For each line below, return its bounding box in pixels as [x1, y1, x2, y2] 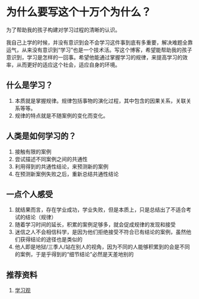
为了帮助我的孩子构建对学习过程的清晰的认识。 [6, 26, 120, 33]
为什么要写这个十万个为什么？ [6, 5, 152, 19]
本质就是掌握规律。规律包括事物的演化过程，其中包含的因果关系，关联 [14, 97, 187, 104]
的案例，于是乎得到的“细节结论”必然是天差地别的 [14, 251, 134, 258]
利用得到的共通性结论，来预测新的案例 [14, 163, 108, 170]
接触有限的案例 [14, 148, 52, 155]
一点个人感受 [6, 189, 53, 199]
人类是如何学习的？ [6, 131, 76, 141]
